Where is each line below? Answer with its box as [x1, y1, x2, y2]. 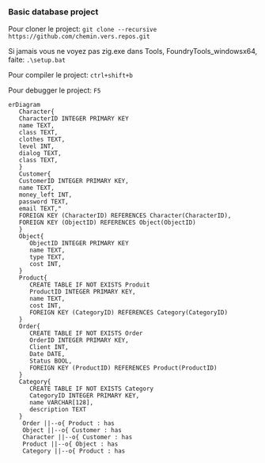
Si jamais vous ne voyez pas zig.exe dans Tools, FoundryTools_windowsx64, [8, 47, 258, 56]
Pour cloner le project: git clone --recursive [8, 25, 157, 34]
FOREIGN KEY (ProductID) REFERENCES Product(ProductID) [28, 364, 218, 372]
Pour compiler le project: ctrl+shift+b [8, 70, 133, 80]
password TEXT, [18, 198, 69, 206]
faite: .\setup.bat [8, 55, 66, 65]
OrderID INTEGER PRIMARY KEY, [28, 336, 129, 344]
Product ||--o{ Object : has [22, 440, 119, 449]
